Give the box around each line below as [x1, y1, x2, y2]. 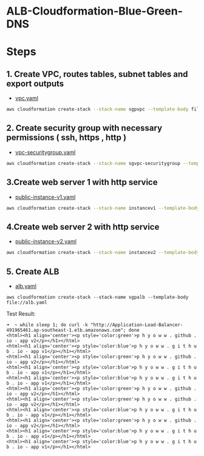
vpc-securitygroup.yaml [15, 149, 76, 156]
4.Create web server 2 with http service [6, 221, 160, 232]
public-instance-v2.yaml [15, 238, 77, 245]
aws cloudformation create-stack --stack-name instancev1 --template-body [6, 205, 200, 211]
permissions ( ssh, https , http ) [6, 132, 126, 143]
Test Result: [6, 310, 36, 317]
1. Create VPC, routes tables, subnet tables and [6, 69, 188, 79]
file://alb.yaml [6, 299, 47, 306]
